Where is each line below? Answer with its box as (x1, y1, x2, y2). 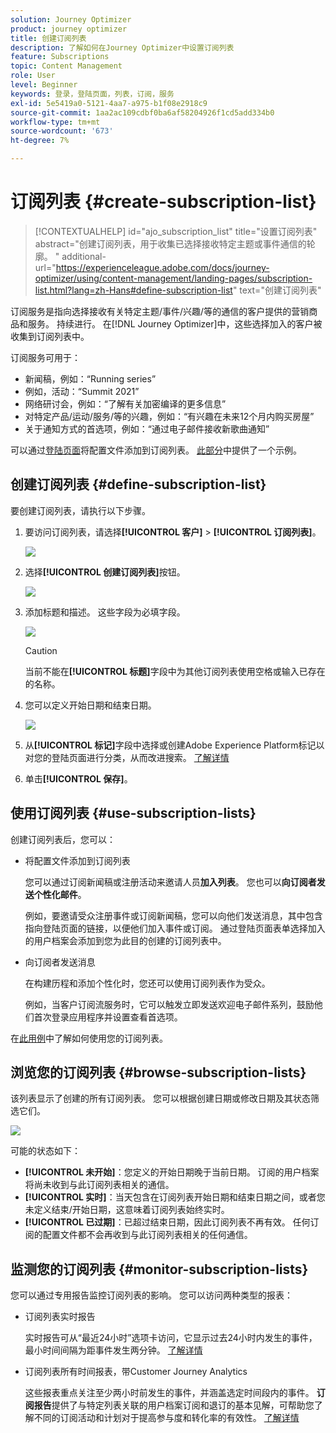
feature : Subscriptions (10, 52, 110, 62)
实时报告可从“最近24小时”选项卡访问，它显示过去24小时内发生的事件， (24, 1332, 318, 1344)
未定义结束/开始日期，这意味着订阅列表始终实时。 (24, 1204, 230, 1216)
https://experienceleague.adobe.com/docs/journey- (55, 261, 270, 273)
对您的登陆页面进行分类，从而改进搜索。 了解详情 (24, 751, 230, 763)
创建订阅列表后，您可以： (10, 833, 116, 845)
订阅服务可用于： (10, 351, 81, 363)
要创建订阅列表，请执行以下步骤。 (10, 504, 151, 516)
